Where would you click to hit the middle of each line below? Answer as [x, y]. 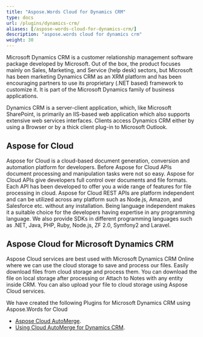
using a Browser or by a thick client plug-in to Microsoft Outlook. [87, 127]
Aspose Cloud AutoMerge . [48, 321]
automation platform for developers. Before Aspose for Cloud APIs [89, 167]
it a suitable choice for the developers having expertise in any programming [101, 212]
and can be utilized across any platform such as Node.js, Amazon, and [94, 199]
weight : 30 [20, 40]
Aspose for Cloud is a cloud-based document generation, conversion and [98, 161]
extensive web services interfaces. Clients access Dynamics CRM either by [100, 121]
